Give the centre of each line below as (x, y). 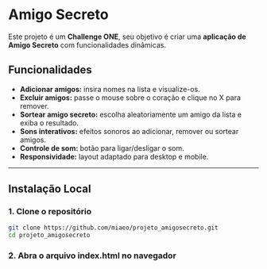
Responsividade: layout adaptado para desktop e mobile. (114, 156)
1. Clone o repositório (50, 212)
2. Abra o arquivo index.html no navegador (92, 256)
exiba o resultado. (49, 123)
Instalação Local (50, 189)
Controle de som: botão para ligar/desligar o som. (102, 148)
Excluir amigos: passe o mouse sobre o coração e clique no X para (130, 98)
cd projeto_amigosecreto (49, 236)
